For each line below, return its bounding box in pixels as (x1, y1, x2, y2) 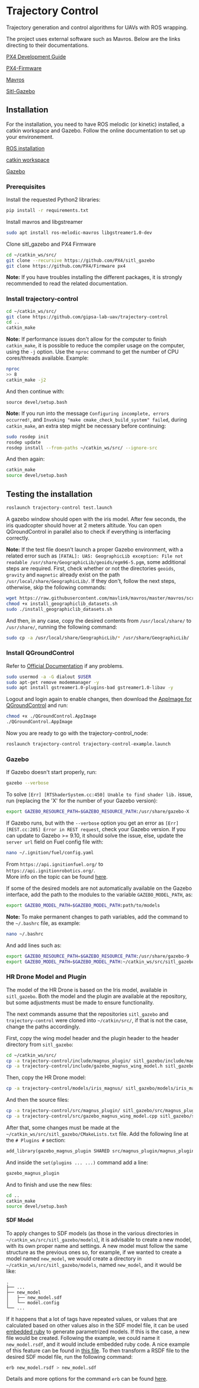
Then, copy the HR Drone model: (6, 1074, 86, 1081)
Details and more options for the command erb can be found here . (6, 1376, 168, 1383)
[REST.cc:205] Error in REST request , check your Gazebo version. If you (6, 826, 186, 832)
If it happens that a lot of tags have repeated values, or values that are (6, 1315, 178, 1322)
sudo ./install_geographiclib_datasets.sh (6, 606, 113, 612)
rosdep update (6, 439, 41, 445)
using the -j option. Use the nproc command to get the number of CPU (6, 348, 179, 356)
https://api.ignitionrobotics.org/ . (6, 867, 96, 874)
